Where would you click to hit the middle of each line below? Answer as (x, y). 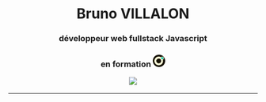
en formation (126, 64)
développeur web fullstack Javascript (133, 39)
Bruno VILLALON (133, 14)
